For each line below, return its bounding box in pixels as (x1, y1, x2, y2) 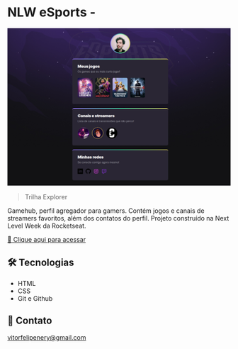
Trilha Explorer (24, 192, 68, 201)
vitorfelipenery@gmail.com (7, 333, 86, 342)
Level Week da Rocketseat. (7, 221, 86, 230)
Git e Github (17, 294, 53, 302)
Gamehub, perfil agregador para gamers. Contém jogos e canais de (7, 206, 205, 215)
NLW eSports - (7, 4, 96, 21)
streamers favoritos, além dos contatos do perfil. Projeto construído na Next (7, 214, 229, 222)
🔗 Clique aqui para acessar (7, 235, 86, 243)
